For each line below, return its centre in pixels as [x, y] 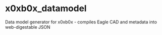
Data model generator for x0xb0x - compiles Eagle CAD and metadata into [81, 22]
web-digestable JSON [28, 27]
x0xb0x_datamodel [46, 9]
